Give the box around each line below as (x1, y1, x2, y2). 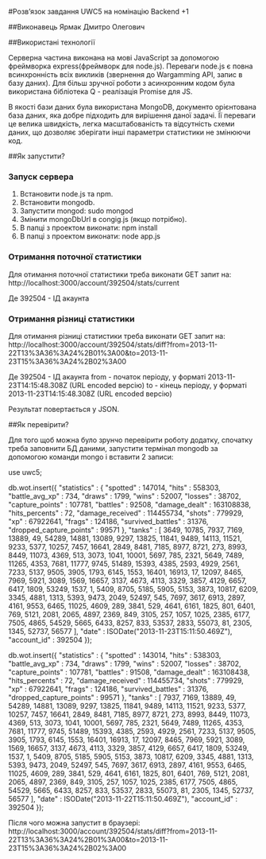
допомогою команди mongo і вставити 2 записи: (8, 452, 174, 461)
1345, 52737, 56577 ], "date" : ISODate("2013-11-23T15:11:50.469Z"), (8, 626, 233, 636)
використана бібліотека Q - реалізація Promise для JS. (8, 87, 193, 96)
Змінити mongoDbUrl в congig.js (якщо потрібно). (19, 215, 187, 224)
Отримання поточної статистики (8, 251, 142, 262)
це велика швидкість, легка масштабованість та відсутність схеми (8, 119, 235, 128)
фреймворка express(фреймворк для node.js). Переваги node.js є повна (8, 61, 253, 71)
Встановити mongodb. (19, 198, 95, 208)
